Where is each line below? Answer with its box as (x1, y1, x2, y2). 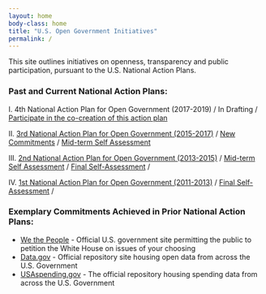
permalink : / (8, 34, 53, 43)
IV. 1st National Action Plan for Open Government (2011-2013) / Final (8, 177, 235, 187)
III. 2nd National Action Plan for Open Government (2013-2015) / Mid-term (8, 153, 255, 162)
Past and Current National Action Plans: (8, 86, 168, 97)
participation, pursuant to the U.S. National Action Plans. (8, 66, 197, 76)
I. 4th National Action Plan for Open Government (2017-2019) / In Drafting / (8, 104, 258, 114)
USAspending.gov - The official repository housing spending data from (19, 269, 258, 279)
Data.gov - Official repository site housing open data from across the (19, 252, 251, 262)
